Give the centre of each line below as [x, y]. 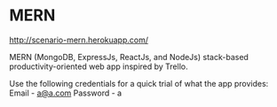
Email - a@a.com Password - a [66, 93]
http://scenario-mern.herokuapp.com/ [79, 40]
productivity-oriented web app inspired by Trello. [99, 66]
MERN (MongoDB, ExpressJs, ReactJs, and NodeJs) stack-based [129, 57]
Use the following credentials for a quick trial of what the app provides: [139, 83]
